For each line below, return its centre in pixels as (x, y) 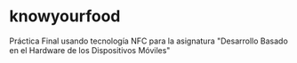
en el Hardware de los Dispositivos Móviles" (90, 50)
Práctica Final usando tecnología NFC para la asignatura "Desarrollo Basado (149, 41)
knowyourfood (65, 16)
